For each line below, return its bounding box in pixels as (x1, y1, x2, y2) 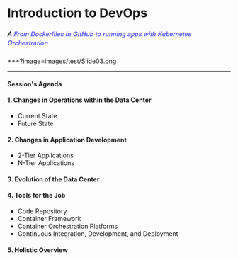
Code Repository (17, 207, 67, 215)
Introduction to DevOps (7, 5, 147, 21)
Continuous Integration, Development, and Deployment (17, 229, 178, 238)
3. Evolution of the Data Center (7, 175, 100, 183)
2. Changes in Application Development (7, 135, 127, 144)
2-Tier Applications (17, 151, 74, 160)
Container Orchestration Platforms (17, 222, 118, 230)
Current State (17, 111, 57, 120)
